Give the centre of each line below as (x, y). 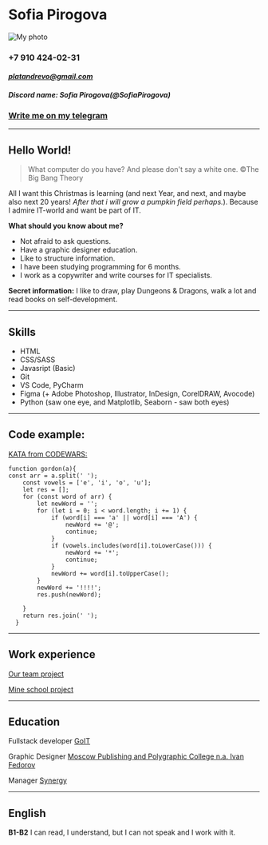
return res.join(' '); (60, 616)
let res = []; (46, 489)
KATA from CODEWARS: (48, 454)
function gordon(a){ (43, 468)
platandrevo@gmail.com (51, 77)
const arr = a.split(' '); (53, 476)
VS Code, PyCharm (51, 385)
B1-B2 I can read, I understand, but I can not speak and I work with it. (122, 832)
